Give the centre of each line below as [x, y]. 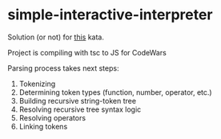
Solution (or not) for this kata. [56, 37]
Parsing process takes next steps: [63, 68]
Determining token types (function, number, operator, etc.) [116, 92]
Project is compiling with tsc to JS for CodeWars [87, 52]
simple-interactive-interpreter [110, 15]
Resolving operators [52, 117]
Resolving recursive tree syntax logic [80, 109]
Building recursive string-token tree [78, 100]
